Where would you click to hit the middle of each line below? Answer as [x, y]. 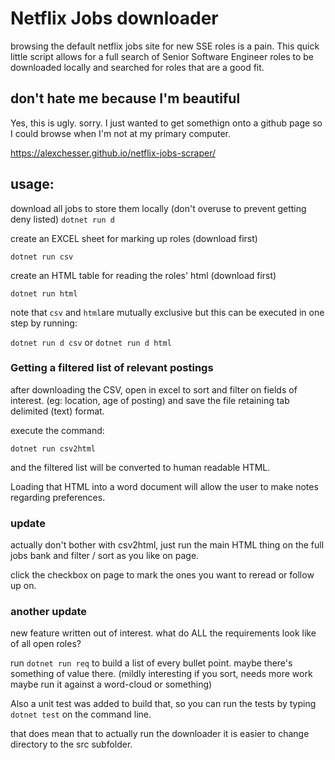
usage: [32, 184]
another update [49, 612]
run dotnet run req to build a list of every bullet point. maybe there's [151, 663]
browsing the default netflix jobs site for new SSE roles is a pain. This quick [165, 46]
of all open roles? [46, 644]
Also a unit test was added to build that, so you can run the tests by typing [163, 704]
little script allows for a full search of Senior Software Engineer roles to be [162, 56]
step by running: [44, 323]
